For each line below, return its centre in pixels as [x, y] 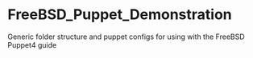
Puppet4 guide [32, 44]
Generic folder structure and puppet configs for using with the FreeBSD [126, 37]
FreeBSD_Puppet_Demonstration [120, 15]
